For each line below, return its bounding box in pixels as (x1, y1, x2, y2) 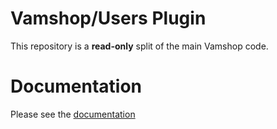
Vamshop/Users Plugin (10, 7, 207, 30)
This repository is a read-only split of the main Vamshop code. (10, 40, 269, 52)
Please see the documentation (10, 108, 136, 120)
